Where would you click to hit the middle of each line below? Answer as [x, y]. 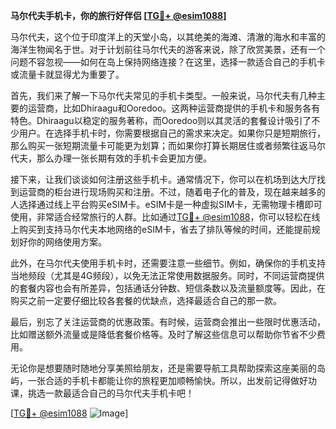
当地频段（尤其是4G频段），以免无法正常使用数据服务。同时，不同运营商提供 [167, 275]
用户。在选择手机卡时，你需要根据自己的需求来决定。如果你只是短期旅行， [172, 133]
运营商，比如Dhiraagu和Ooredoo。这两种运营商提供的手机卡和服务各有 [174, 108]
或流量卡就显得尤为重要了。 [67, 74]
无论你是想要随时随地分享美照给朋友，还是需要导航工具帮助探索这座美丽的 [163, 368]
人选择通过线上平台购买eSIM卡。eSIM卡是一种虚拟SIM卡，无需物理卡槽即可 [166, 204]
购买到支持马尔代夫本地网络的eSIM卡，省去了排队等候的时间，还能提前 [165, 229]
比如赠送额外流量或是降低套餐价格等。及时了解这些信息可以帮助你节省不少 [163, 334]
